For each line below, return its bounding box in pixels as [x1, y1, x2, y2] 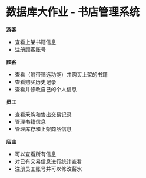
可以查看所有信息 [14, 150, 57, 157]
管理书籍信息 [14, 118, 46, 125]
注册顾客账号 [14, 45, 46, 53]
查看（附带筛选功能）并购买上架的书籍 [14, 71, 108, 78]
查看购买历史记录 [14, 78, 57, 85]
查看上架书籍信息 [14, 38, 57, 45]
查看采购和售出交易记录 [14, 110, 72, 118]
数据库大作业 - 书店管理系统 [6, 5, 140, 19]
